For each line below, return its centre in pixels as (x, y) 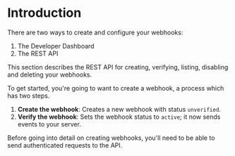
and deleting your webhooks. (50, 74)
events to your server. (49, 124)
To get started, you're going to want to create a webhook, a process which (116, 88)
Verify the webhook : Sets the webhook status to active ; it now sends (119, 117)
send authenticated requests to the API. (65, 145)
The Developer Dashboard (56, 46)
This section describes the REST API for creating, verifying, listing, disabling (118, 67)
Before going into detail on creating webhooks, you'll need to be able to (111, 138)
